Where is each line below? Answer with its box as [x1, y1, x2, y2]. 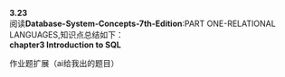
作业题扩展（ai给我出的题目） [9, 58, 119, 68]
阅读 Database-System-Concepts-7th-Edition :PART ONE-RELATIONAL [9, 18, 276, 29]
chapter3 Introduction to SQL [9, 39, 122, 50]
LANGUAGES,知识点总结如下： [9, 30, 124, 39]
